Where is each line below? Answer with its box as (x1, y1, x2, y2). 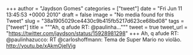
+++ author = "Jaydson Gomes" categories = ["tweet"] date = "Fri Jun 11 (6, 5, 182, 12)
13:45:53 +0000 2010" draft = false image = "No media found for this (6, 11, 174, 18)
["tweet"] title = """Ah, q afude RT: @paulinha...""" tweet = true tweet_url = (6, 23, 188, 30)
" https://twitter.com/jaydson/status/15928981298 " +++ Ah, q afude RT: (6, 30, 179, 37)
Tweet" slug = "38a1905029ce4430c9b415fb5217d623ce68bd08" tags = (6, 18, 185, 24)
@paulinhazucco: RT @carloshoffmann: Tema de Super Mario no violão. (6, 36, 182, 43)
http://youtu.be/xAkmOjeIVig (6, 42, 76, 49)
